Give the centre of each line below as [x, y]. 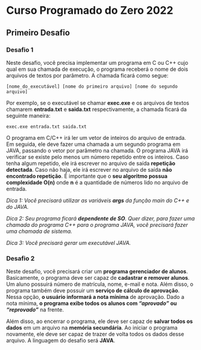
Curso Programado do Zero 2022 [90, 11]
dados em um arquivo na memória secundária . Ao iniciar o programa [92, 328]
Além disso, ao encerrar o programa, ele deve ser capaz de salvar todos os [100, 321]
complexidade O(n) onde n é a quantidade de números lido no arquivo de [97, 182]
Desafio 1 [20, 50]
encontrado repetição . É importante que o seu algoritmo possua [87, 176]
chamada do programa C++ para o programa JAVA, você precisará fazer [97, 225]
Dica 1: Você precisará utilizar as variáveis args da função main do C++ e [98, 200]
